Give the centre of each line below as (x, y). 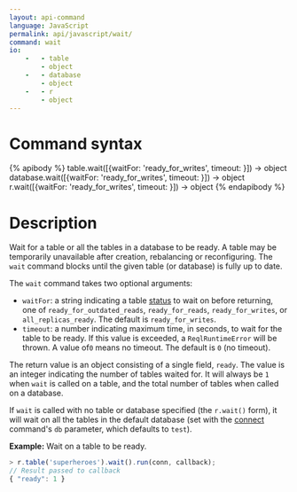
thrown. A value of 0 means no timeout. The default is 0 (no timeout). (146, 348)
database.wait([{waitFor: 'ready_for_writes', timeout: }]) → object (127, 177)
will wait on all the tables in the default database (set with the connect (137, 420)
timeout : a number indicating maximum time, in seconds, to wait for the (152, 329)
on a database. (36, 393)
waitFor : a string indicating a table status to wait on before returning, (147, 301)
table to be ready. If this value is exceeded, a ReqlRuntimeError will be (149, 339)
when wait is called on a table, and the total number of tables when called (144, 384)
